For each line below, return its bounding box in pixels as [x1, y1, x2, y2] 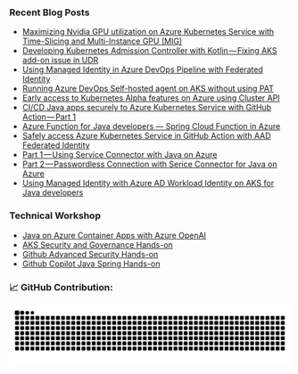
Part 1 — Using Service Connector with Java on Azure [21, 150, 218, 160]
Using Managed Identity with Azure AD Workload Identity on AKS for [21, 178, 275, 189]
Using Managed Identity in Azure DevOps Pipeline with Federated [21, 64, 263, 75]
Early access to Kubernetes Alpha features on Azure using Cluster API [21, 93, 280, 103]
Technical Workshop [9, 209, 101, 222]
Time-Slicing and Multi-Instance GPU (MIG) [21, 36, 183, 46]
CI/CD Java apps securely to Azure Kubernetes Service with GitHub [21, 102, 272, 113]
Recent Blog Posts [9, 6, 90, 19]
